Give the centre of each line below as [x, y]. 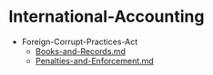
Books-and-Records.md [81, 51]
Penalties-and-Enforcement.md [94, 61]
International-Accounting [106, 17]
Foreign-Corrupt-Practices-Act [80, 42]
